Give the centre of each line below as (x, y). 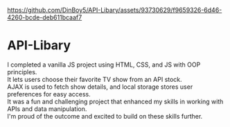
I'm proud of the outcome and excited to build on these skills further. (105, 116)
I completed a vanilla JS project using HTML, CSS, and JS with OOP (104, 65)
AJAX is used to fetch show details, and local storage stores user (100, 87)
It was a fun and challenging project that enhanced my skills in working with (115, 101)
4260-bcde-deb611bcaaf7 (45, 17)
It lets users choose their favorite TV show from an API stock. (95, 79)
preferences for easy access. (49, 94)
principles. (22, 71)
